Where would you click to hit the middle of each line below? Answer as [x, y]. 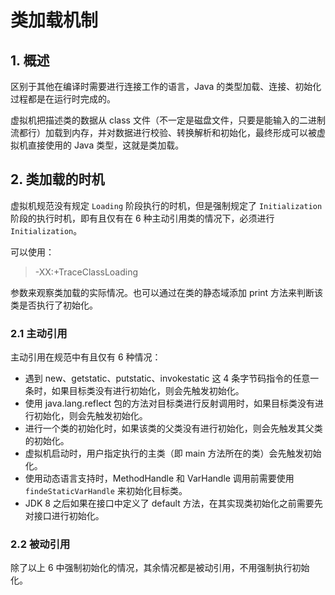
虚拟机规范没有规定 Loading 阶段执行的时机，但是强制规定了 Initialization [166, 205]
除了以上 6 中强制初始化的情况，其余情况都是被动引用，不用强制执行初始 [160, 568]
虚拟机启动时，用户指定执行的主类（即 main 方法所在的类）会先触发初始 [173, 453]
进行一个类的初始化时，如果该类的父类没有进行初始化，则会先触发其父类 [173, 428]
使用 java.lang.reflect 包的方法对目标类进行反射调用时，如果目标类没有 [170, 403]
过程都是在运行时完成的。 [63, 99]
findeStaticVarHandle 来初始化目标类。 [106, 491]
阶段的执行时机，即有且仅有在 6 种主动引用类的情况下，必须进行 [142, 218]
